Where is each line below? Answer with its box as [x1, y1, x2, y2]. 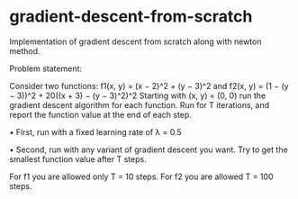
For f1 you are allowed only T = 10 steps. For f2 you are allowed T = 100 [9, 171, 274, 182]
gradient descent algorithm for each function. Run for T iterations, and [9, 99, 270, 110]
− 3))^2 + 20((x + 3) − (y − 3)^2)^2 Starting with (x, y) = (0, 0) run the [9, 90, 266, 101]
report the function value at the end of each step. [9, 109, 192, 120]
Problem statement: [9, 63, 83, 74]
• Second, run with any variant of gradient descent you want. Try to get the [9, 144, 288, 155]
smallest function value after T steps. [9, 153, 147, 164]
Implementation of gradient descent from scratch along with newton [9, 36, 262, 47]
